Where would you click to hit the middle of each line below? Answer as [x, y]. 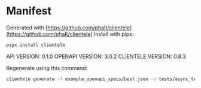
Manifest [29, 11]
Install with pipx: [114, 34]
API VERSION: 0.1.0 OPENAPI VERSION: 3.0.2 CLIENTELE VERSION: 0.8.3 [96, 56]
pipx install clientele [36, 45]
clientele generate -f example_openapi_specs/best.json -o [81, 79]
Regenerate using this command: [47, 68]
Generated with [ [27, 28]
